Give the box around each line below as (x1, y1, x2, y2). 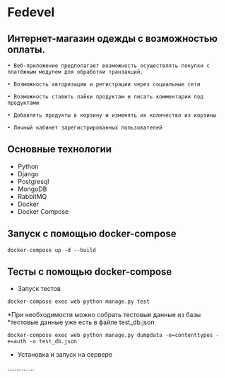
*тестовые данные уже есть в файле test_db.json (7, 318, 155, 326)
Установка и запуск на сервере (17, 350, 113, 359)
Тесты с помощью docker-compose (7, 266, 172, 278)
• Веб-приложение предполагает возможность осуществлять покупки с (7, 62, 210, 69)
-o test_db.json (29, 338, 78, 345)
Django (17, 169, 39, 178)
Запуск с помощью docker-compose (7, 228, 177, 240)
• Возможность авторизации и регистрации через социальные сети (7, 81, 201, 88)
